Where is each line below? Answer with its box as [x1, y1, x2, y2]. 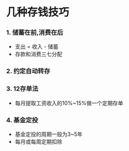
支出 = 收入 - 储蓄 [14, 43, 59, 50]
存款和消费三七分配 [14, 50, 63, 58]
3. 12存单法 [6, 84, 39, 93]
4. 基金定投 [6, 116, 38, 124]
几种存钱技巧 [6, 5, 70, 19]
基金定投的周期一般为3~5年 [14, 131, 83, 138]
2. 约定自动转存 [6, 67, 51, 75]
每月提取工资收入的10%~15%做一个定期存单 [14, 99, 124, 107]
